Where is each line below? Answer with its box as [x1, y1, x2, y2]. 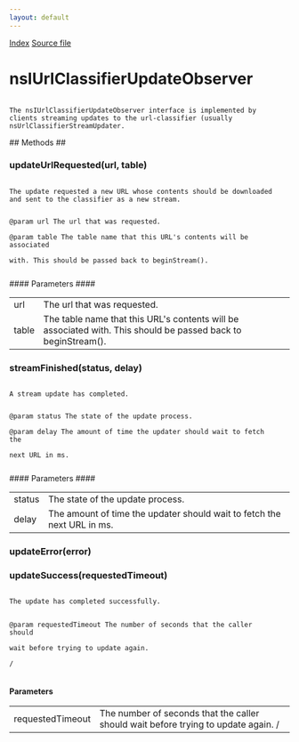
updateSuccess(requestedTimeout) [9, 569, 168, 581]
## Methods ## [9, 137, 67, 148]
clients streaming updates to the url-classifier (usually [9, 113, 233, 123]
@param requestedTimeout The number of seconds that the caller [9, 620, 253, 629]
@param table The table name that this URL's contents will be [9, 232, 249, 241]
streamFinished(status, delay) [9, 361, 142, 374]
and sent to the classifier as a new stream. [9, 195, 181, 204]
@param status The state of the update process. [9, 411, 193, 421]
